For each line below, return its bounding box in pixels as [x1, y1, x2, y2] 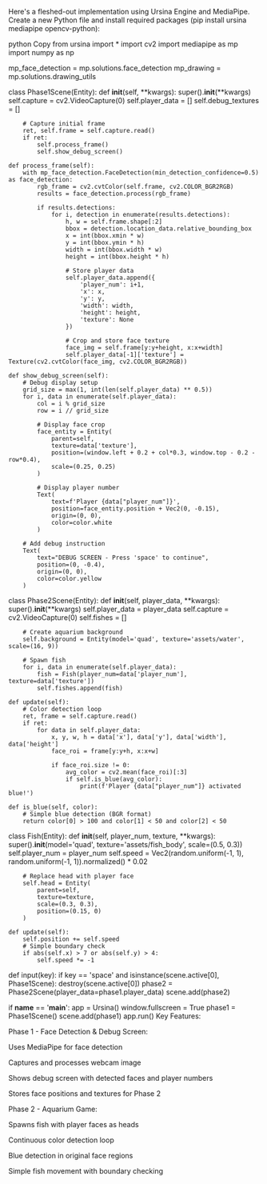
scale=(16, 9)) [8, 642, 59, 650]
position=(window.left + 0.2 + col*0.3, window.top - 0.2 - [50, 449, 256, 457]
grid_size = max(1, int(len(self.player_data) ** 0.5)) [22, 386, 213, 394]
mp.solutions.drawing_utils [8, 72, 97, 81]
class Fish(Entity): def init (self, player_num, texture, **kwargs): [8, 831, 216, 841]
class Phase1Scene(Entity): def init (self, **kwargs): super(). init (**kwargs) [8, 87, 252, 97]
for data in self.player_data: [37, 726, 141, 734]
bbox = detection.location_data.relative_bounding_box [65, 225, 252, 233]
